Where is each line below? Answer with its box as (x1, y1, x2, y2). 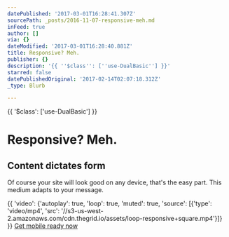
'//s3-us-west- (61, 207, 104, 215)
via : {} (7, 36, 30, 43)
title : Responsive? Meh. (7, 50, 80, 57)
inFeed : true (7, 23, 46, 30)
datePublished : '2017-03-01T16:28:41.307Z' (7, 10, 137, 18)
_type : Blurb (7, 82, 46, 89)
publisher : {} (7, 56, 49, 63)
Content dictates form (7, 159, 106, 172)
